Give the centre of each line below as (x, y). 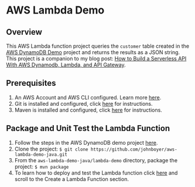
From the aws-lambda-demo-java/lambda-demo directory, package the (96, 160)
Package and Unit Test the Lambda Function (88, 128)
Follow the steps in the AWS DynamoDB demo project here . (86, 142)
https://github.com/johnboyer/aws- (134, 149)
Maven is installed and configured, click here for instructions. (88, 110)
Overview (24, 32)
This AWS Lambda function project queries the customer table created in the (97, 46)
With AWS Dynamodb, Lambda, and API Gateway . (66, 65)
